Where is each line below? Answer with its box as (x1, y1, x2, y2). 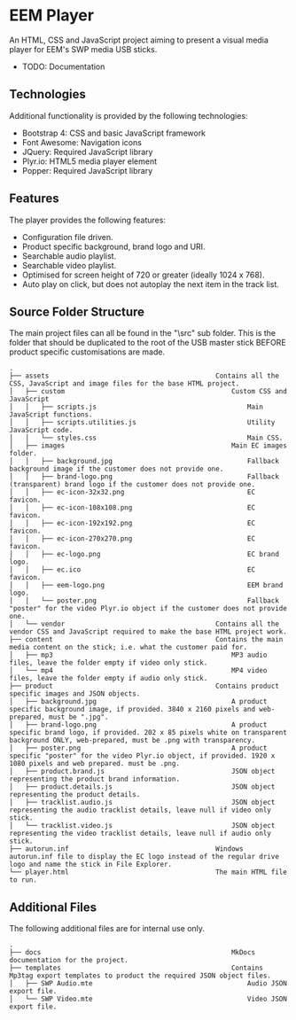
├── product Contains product (9, 681, 279, 691)
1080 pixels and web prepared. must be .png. (9, 759, 180, 768)
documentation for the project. (9, 956, 129, 965)
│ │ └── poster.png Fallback (9, 596, 279, 605)
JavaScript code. (9, 426, 74, 435)
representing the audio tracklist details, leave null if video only (9, 806, 272, 815)
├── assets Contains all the (9, 371, 279, 381)
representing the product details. (9, 790, 141, 799)
